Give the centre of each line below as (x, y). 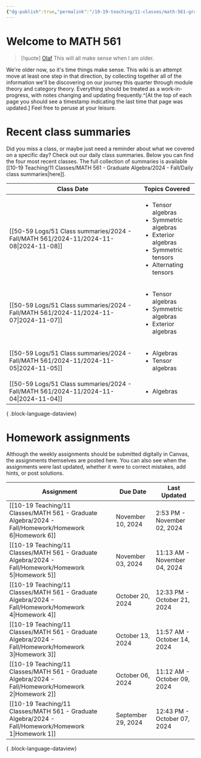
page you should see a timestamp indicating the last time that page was (95, 101)
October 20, (133, 596)
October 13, (133, 636)
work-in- (171, 89)
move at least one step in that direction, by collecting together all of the (94, 76)
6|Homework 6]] (33, 535)
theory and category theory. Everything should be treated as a (83, 89)
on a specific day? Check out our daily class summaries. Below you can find (100, 155)
